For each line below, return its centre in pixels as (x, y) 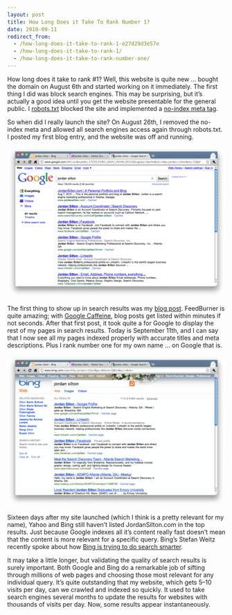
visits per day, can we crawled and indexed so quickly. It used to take (106, 589)
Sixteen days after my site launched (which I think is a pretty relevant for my (116, 517)
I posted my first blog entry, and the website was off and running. (100, 137)
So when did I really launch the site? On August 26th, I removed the (103, 122)
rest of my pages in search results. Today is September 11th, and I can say (113, 331)
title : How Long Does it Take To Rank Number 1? (79, 22)
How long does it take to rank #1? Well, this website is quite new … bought (113, 79)
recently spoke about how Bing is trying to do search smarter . (95, 546)
